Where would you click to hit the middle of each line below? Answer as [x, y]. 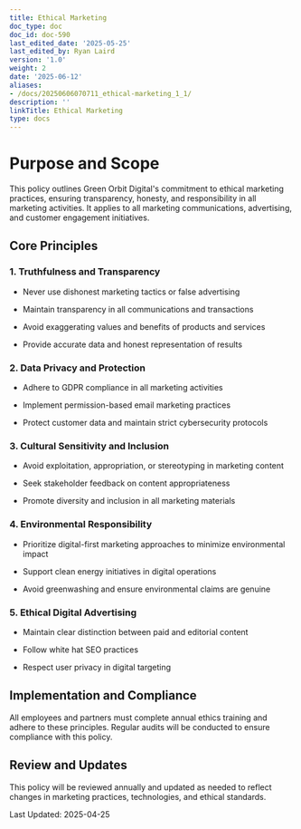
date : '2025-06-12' [46, 77]
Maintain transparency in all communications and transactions [138, 309]
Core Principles [54, 246]
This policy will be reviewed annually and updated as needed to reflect [141, 787]
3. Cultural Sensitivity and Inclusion [89, 446]
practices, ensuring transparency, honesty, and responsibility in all [133, 198]
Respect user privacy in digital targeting [97, 667]
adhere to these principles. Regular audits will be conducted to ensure [140, 727]
